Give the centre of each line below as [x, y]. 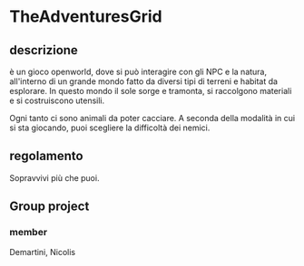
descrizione [44, 50]
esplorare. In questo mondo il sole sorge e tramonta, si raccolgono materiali [151, 91]
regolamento [46, 156]
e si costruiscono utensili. [57, 100]
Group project [49, 207]
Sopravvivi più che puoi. [54, 177]
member [29, 233]
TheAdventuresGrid [86, 17]
